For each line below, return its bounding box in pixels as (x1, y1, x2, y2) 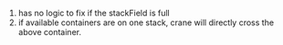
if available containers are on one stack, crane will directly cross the (17, 17, 275, 28)
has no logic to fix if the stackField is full (17, 8, 171, 18)
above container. (17, 27, 82, 37)
